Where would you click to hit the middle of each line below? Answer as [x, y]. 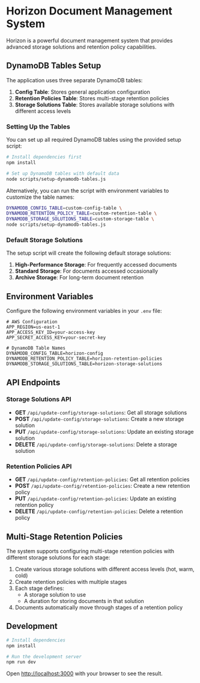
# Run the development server [44, 657]
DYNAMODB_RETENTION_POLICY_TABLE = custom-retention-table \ [82, 214]
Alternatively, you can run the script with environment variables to [88, 190]
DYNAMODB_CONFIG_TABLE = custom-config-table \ [64, 208]
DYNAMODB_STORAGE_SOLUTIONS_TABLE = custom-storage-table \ [80, 219]
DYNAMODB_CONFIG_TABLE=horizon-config [55, 354]
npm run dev [21, 662]
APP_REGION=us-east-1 [33, 327]
